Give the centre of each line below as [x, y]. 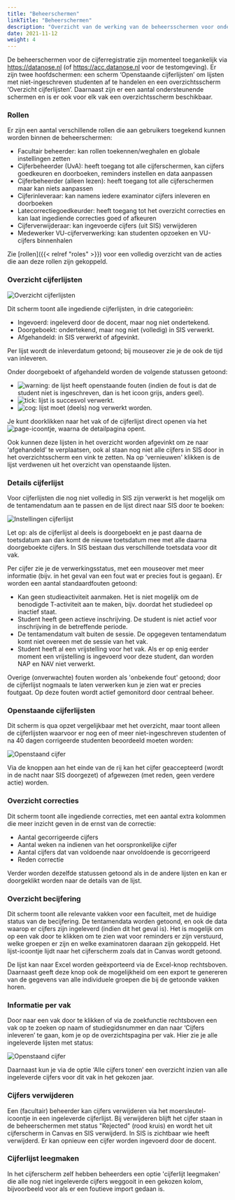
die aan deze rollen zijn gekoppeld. [58, 262]
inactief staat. [37, 612]
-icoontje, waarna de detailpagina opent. [87, 429]
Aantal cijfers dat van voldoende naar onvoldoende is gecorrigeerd [114, 852]
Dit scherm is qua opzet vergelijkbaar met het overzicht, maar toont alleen [114, 726]
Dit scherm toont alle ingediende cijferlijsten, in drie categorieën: [100, 308]
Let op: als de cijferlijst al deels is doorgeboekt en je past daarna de [105, 532]
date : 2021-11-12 [33, 33]
